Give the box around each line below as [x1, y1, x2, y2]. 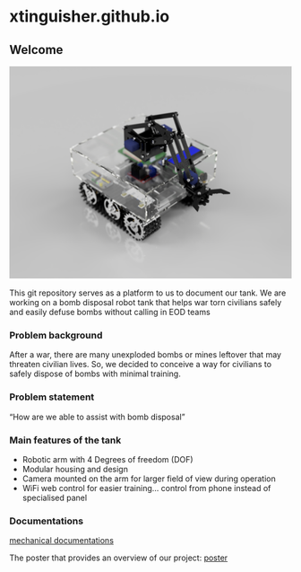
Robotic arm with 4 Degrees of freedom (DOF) [21, 453, 194, 464]
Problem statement [9, 391, 95, 403]
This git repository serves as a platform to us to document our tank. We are [9, 287, 287, 298]
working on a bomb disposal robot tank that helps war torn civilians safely [9, 297, 282, 307]
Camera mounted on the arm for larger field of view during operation [21, 473, 276, 484]
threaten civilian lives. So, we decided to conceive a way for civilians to [9, 359, 271, 370]
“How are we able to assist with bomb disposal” [9, 411, 185, 422]
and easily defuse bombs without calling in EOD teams [9, 307, 211, 317]
